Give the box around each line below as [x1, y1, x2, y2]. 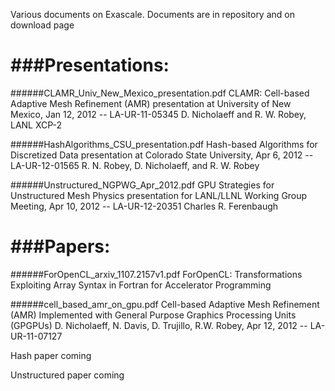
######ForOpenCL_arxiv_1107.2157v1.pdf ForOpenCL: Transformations [10, 268, 303, 280]
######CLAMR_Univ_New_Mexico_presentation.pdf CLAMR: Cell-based [10, 87, 310, 99]
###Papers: [10, 235, 111, 258]
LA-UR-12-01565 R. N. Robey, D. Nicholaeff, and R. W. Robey [10, 159, 260, 171]
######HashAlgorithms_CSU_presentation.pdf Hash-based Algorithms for [10, 138, 318, 150]
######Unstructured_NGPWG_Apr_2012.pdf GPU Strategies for [10, 179, 275, 191]
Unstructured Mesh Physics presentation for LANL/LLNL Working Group [10, 189, 308, 201]
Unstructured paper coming [10, 369, 125, 381]
